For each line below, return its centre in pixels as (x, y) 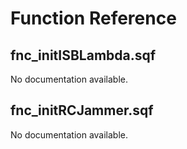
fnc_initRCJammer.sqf (82, 110)
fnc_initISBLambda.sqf (83, 55)
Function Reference (93, 18)
